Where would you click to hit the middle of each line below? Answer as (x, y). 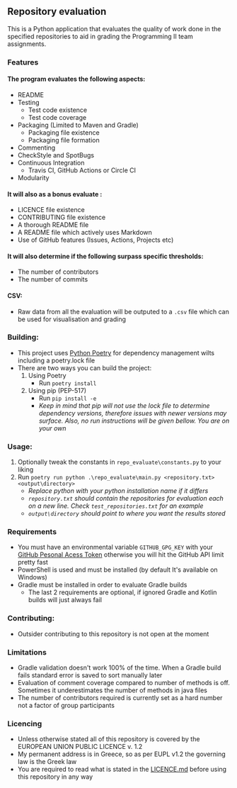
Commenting (36, 148)
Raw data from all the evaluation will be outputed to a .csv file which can (123, 311)
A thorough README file (53, 225)
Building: (23, 338)
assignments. (27, 44)
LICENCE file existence (51, 210)
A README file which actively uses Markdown (85, 233)
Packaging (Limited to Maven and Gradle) (78, 125)
